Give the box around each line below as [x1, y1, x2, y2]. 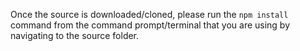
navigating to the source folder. [10, 30, 140, 41]
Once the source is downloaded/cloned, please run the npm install [10, 9, 289, 20]
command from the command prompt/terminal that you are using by [10, 19, 291, 31]
